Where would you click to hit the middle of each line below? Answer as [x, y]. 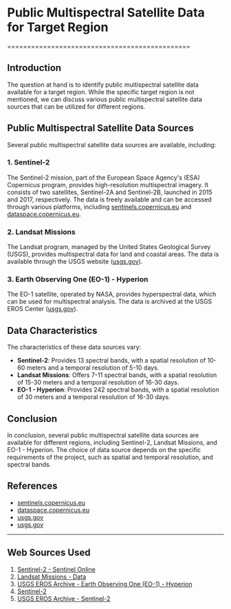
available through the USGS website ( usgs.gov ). [75, 261]
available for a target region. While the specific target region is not [101, 92]
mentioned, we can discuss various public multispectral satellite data [105, 99]
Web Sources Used [49, 553]
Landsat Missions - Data [52, 577]
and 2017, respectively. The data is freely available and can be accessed [109, 199]
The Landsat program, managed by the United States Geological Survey [109, 247]
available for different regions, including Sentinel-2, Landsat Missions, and [112, 442]
